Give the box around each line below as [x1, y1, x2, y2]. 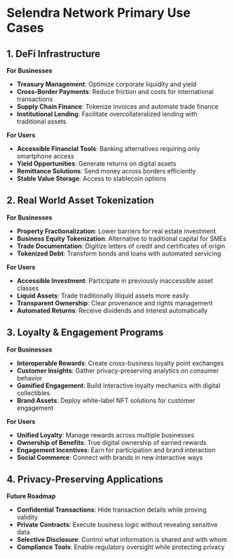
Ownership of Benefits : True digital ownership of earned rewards [16, 438, 207, 446]
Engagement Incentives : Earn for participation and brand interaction [16, 446, 216, 454]
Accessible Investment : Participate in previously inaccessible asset [16, 276, 214, 285]
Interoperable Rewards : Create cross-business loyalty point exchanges [16, 359, 224, 367]
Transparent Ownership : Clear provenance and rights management [16, 298, 213, 307]
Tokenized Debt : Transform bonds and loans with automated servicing [16, 249, 221, 258]
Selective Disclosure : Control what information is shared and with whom [16, 536, 227, 544]
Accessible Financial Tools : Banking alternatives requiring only [16, 145, 200, 152]
